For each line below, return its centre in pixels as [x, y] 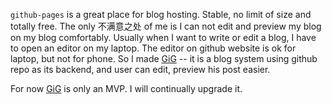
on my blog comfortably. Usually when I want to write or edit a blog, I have [163, 37]
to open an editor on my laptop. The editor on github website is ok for [153, 48]
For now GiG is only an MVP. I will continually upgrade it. [126, 88]
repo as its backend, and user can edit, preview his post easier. [140, 69]
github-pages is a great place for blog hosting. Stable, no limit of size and [161, 14]
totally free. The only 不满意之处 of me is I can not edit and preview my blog [166, 26]
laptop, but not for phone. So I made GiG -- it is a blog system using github [164, 58]
